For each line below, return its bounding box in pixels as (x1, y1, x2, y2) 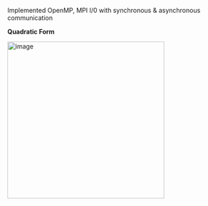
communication (7, 14, 53, 22)
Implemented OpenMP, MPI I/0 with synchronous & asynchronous (7, 6, 201, 14)
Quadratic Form (7, 28, 55, 36)
